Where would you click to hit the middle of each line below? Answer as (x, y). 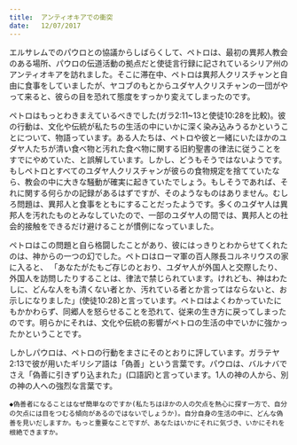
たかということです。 (48, 333)
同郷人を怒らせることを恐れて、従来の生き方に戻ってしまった (175, 311)
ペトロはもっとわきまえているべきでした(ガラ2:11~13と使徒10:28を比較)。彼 (148, 115)
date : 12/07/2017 (45, 26)
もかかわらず (32, 311)
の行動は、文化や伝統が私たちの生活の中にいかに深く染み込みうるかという (145, 126)
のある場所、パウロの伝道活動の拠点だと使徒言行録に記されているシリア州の (149, 63)
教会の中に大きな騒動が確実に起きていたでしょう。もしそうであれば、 (152, 182)
